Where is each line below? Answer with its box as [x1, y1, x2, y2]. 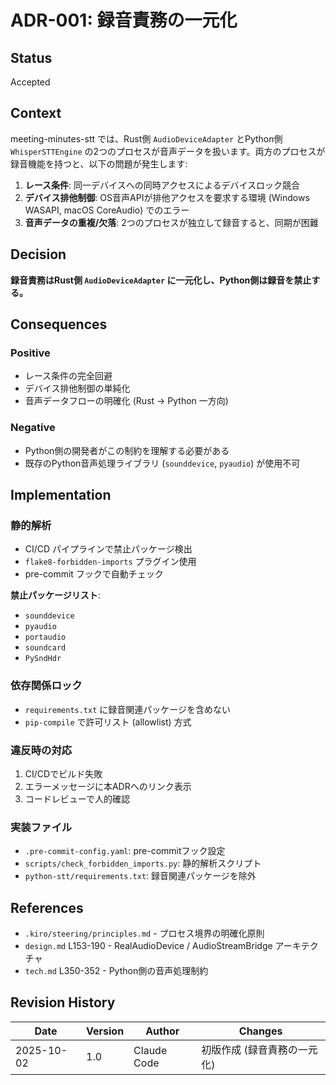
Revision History [10, 994, 116, 1011]
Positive [10, 346, 51, 360]
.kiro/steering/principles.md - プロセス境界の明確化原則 [24, 927, 265, 939]
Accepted [10, 76, 51, 88]
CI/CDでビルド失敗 [24, 767, 103, 780]
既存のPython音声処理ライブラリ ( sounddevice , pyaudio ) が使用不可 [24, 457, 301, 469]
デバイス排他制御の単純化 [24, 382, 131, 395]
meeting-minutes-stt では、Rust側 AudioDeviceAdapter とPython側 [10, 132, 283, 145]
